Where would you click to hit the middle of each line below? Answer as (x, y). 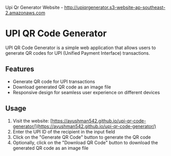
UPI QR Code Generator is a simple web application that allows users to (81, 48)
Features (20, 69)
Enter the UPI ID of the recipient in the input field (64, 131)
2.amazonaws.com (25, 13)
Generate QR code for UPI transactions (54, 81)
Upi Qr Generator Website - (34, 7)
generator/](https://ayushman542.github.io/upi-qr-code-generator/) (84, 126)
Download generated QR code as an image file (62, 87)
